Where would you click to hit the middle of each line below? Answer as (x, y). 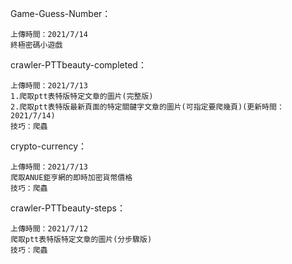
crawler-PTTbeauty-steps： (68, 208)
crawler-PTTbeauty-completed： (78, 65)
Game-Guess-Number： (61, 13)
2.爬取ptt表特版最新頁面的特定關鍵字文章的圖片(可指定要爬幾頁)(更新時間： (147, 107)
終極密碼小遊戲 (36, 45)
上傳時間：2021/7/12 (49, 229)
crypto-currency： (49, 146)
